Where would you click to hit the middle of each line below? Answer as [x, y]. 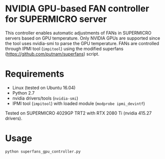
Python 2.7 [23, 93]
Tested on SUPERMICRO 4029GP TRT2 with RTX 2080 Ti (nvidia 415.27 [79, 113]
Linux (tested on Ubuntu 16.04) [44, 88]
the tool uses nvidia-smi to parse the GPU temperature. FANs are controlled [82, 43]
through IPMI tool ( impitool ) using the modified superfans [64, 49]
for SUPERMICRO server [56, 19]
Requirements [35, 74]
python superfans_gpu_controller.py [43, 152]
